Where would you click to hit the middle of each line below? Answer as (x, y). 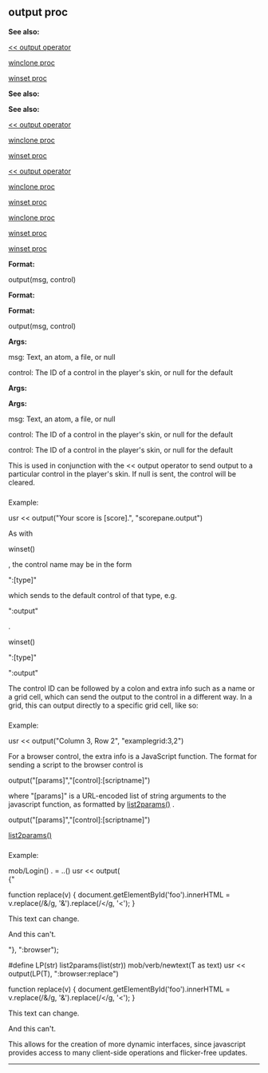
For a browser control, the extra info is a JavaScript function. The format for (133, 756)
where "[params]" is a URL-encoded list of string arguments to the (118, 796)
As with (21, 533)
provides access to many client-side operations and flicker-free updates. (128, 1052)
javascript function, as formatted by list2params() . (91, 804)
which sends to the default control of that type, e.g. (93, 595)
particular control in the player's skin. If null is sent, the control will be (122, 473)
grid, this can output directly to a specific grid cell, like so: (103, 705)
